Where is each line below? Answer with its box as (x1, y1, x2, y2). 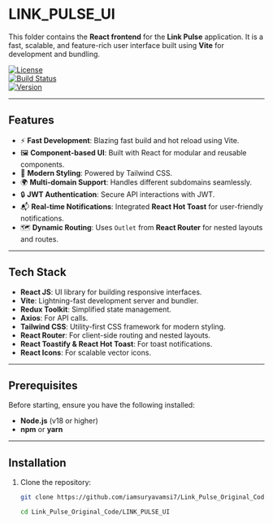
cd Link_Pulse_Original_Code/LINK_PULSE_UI (19, 508, 171, 517)
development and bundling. (8, 49, 100, 59)
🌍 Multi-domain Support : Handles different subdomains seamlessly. (19, 177, 253, 187)
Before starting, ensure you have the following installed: (8, 400, 195, 410)
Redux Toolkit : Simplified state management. (19, 304, 172, 314)
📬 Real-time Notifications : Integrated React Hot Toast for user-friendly (19, 201, 264, 212)
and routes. (19, 234, 59, 244)
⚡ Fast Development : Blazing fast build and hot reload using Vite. (19, 135, 240, 145)
